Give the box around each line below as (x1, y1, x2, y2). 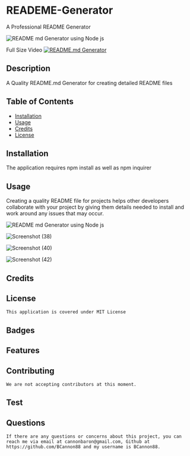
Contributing (6, 366, 55, 376)
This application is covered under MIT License (6, 309, 126, 315)
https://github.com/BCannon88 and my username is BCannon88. (6, 444, 161, 450)
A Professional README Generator (6, 23, 91, 30)
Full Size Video (6, 46, 43, 54)
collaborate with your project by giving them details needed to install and (6, 203, 185, 211)
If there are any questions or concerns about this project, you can (6, 433, 182, 440)
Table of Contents (6, 96, 74, 107)
